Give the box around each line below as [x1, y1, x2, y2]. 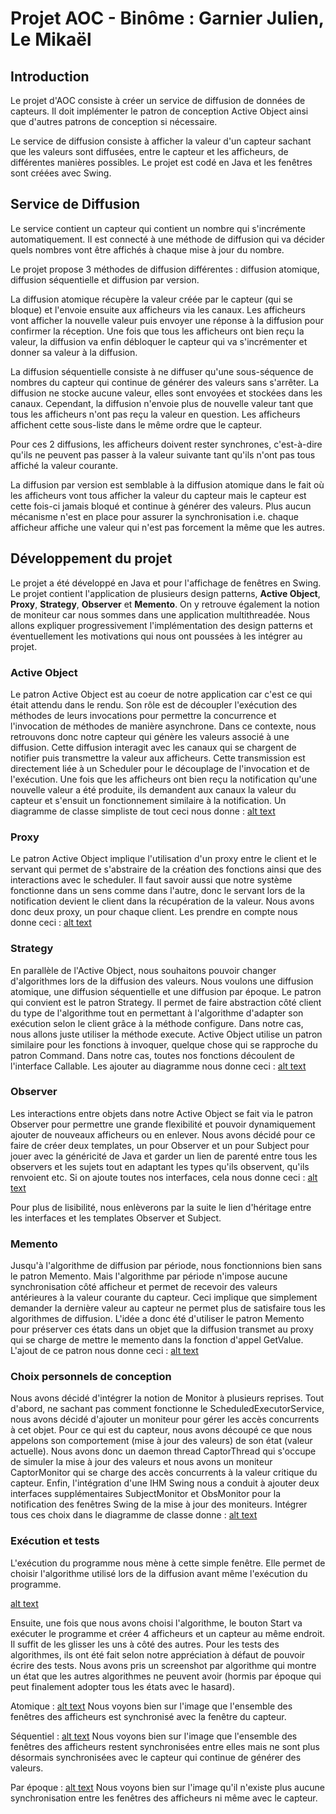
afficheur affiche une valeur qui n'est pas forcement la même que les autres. [10, 521, 325, 533]
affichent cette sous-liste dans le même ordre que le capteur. [10, 418, 262, 431]
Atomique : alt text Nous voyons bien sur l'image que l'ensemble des [10, 1700, 293, 1712]
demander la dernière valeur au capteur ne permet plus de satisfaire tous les [10, 1302, 327, 1314]
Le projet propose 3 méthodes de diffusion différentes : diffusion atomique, [10, 263, 320, 275]
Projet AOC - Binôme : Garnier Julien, [10, 7, 325, 30]
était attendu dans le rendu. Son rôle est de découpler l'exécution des [10, 698, 298, 711]
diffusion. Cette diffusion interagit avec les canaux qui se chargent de [10, 741, 297, 753]
